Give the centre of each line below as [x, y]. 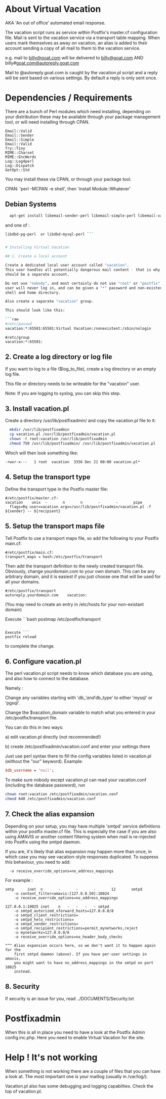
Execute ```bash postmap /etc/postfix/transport [53, 619]
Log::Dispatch [20, 166]
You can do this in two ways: [34, 727]
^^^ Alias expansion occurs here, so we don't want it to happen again [80, 945]
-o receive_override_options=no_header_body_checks [68, 937]
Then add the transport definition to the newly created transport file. [75, 566]
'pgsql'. [13, 703]
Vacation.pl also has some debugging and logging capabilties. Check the [79, 1086]
